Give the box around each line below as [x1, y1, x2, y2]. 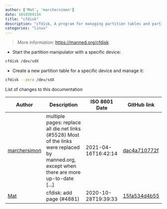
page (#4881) [46, 195, 80, 202]
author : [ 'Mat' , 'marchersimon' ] [5, 7, 75, 12]
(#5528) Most [46, 131, 80, 138]
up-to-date [46, 175, 74, 182]
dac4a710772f [122, 147, 159, 154]
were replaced [46, 144, 80, 151]
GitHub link [127, 101, 155, 108]
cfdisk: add [46, 189, 72, 196]
